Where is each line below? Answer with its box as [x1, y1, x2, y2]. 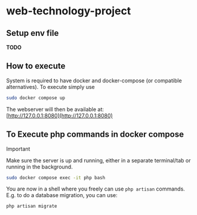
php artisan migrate [6, 203, 58, 210]
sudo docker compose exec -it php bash [6, 174, 106, 180]
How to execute [6, 61, 66, 71]
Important [6, 145, 30, 152]
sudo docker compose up [6, 94, 66, 101]
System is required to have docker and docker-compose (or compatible [6, 76, 182, 84]
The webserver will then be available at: [6, 106, 104, 113]
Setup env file [6, 28, 59, 38]
